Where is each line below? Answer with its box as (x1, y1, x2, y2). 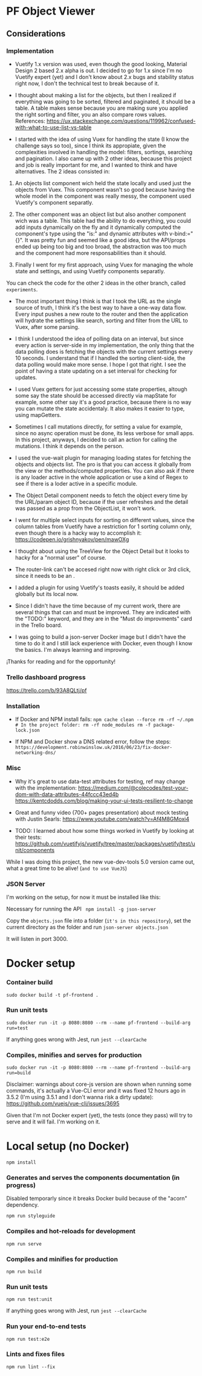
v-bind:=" (169, 229, 194, 237)
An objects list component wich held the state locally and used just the (15, 179, 192, 186)
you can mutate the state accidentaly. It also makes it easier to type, (15, 405, 185, 412)
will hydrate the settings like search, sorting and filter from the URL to (15, 317, 189, 324)
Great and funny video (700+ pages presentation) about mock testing (15, 808, 189, 816)
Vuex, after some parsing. (15, 323, 80, 330)
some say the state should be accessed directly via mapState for (15, 391, 177, 399)
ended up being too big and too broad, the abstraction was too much (15, 243, 187, 250)
